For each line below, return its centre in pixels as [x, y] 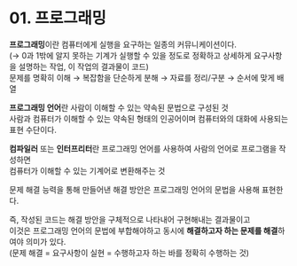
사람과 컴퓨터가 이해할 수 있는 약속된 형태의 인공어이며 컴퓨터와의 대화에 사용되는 [149, 118]
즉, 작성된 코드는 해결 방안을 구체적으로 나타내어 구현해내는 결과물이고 [130, 219]
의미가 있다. [46, 241]
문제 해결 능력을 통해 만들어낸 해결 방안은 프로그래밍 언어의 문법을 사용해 [134, 189]
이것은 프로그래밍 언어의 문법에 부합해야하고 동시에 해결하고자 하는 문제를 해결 [144, 231]
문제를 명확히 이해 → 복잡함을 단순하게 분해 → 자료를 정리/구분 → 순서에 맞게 [142, 77]
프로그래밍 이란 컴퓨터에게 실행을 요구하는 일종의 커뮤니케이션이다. [123, 44]
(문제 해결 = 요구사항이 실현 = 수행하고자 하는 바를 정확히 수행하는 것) [129, 253]
